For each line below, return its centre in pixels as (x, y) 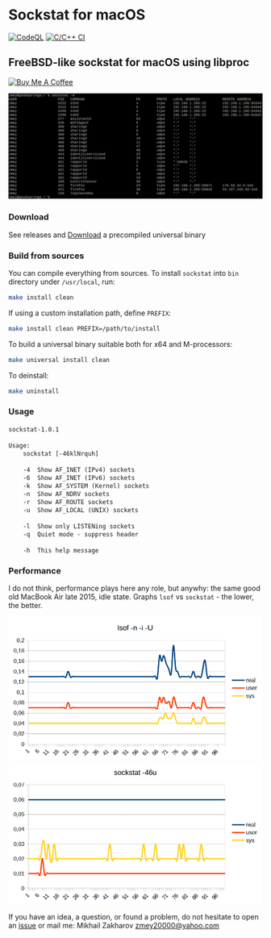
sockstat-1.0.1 (34, 429)
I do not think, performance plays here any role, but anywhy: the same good (134, 588)
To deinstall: (29, 375)
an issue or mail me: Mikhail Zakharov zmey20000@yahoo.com (114, 926)
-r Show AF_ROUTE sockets (68, 502)
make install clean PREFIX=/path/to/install (84, 328)
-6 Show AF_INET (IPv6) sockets (79, 477)
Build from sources (46, 256)
